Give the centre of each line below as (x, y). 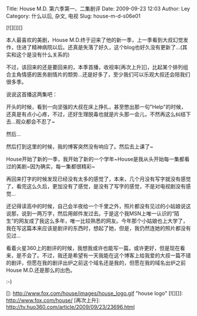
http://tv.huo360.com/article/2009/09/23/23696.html (70, 307)
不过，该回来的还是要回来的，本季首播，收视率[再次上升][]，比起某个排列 (95, 67)
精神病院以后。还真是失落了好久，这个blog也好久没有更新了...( (107, 47)
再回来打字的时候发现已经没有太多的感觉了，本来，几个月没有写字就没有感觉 (98, 179)
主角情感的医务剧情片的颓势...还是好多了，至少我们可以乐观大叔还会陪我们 (101, 74)
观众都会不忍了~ (35, 122)
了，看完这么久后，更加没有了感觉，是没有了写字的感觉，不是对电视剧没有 (96, 186)
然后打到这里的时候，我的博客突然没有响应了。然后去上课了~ (80, 147)
